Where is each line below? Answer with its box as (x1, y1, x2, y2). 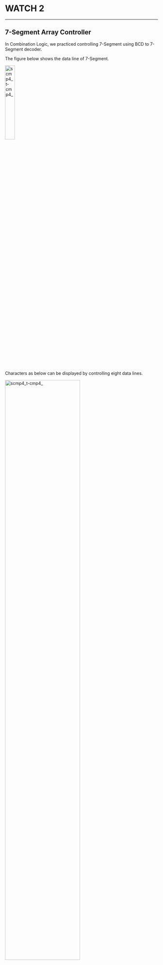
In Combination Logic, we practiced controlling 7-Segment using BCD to (5, 41, 149, 47)
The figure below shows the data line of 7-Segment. (5, 55, 109, 61)
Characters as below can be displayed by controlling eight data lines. (5, 370, 143, 376)
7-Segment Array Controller (5, 28, 91, 36)
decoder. (24, 46, 42, 52)
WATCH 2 (5, 3, 45, 14)
